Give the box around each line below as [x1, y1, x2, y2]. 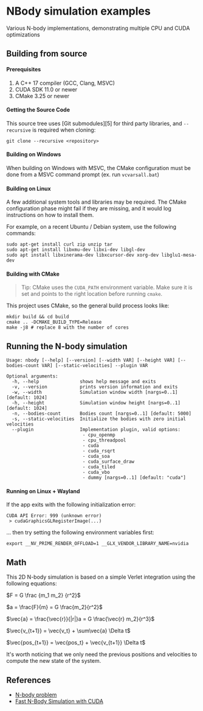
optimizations [6, 30, 41, 38]
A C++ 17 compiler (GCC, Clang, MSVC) [15, 79, 115, 87]
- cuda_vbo [82, 470, 111, 476]
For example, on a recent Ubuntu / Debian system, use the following [6, 223, 177, 230]
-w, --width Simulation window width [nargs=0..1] [12, 389, 178, 396]
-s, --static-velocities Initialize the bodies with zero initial [12, 416, 187, 422]
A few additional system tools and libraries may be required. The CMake [6, 198, 187, 205]
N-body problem [15, 691, 57, 698]
